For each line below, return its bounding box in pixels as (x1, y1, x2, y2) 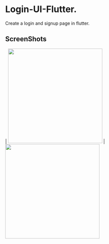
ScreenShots (5, 35, 47, 43)
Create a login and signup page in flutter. (5, 20, 90, 26)
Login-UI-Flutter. (5, 4, 77, 15)
